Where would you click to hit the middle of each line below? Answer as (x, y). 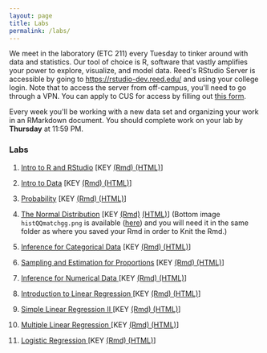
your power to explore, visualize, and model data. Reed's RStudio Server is (132, 71)
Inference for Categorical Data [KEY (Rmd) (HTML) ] (106, 247)
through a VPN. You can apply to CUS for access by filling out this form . (128, 96)
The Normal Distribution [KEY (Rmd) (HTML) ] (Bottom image (120, 214)
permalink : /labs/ (40, 31)
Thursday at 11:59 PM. (46, 129)
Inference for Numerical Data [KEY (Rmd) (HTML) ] (104, 277)
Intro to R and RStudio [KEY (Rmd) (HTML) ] (92, 167)
